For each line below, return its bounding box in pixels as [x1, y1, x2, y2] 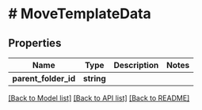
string [82, 73, 107, 84]
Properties [8, 36, 62, 50]
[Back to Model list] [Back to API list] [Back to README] [8, 93, 190, 103]
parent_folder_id [12, 73, 76, 84]
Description [113, 60, 159, 70]
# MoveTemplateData [8, 5, 152, 23]
